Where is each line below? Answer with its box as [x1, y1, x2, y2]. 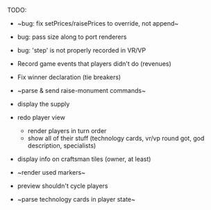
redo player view [17, 114, 66, 121]
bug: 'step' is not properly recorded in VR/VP [17, 46, 146, 54]
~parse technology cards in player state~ [17, 195, 135, 203]
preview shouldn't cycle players [17, 182, 108, 190]
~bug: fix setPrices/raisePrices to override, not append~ [17, 19, 179, 27]
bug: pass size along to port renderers [17, 33, 127, 41]
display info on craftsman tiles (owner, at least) [17, 155, 151, 163]
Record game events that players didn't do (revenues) [17, 60, 171, 68]
